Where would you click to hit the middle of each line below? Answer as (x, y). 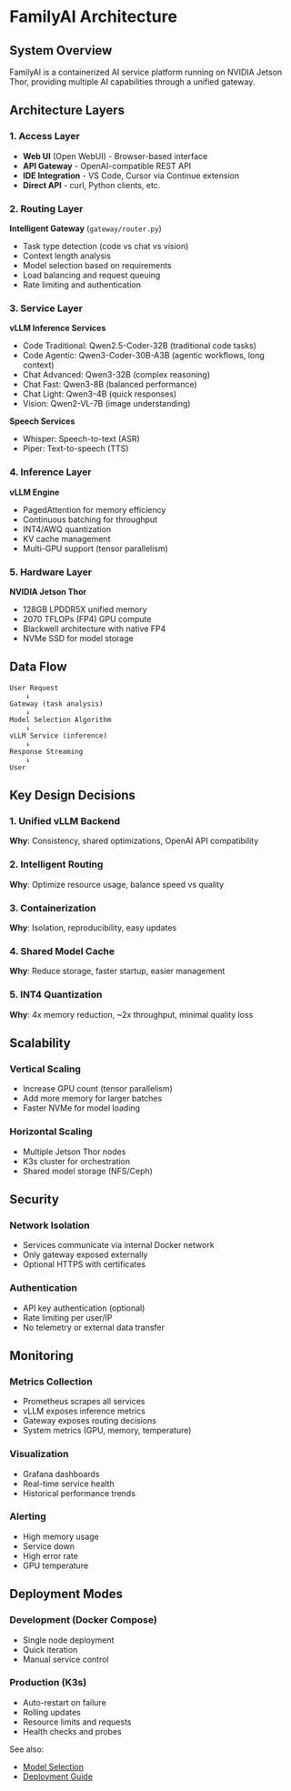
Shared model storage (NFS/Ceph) (87, 1171)
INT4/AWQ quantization (67, 528)
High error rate (50, 1555)
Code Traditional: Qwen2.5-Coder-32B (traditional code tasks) (140, 346)
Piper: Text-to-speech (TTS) (75, 448)
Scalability (40, 1043)
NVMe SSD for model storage (78, 638)
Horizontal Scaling (51, 1132)
